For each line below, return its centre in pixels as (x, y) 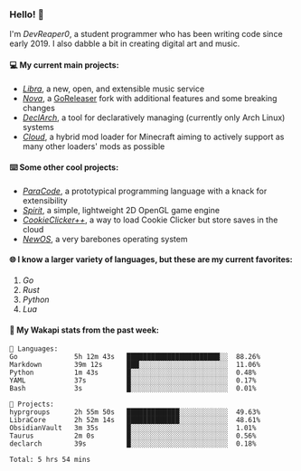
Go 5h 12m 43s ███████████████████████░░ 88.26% (135, 357)
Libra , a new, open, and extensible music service (113, 89)
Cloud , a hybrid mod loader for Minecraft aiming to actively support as (153, 137)
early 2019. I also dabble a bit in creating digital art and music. (125, 43)
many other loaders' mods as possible (94, 146)
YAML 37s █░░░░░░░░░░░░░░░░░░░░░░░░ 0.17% (133, 381)
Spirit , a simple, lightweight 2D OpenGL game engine (121, 210)
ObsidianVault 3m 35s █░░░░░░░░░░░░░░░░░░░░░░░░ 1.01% (133, 429)
